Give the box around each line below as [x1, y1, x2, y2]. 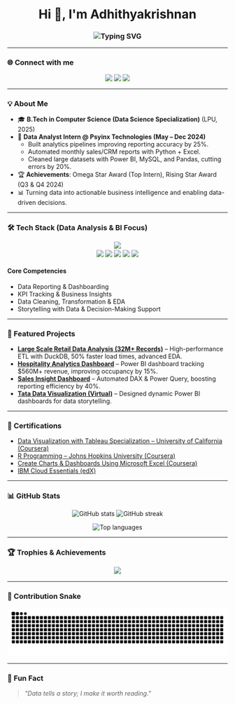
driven [17, 198, 36, 207]
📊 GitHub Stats [7, 491, 61, 501]
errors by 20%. [27, 163, 72, 171]
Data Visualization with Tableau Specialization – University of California [17, 437, 222, 445]
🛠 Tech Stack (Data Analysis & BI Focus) [7, 223, 148, 232]
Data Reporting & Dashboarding [17, 282, 109, 290]
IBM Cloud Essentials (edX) [17, 466, 97, 475]
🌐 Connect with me [7, 57, 74, 67]
